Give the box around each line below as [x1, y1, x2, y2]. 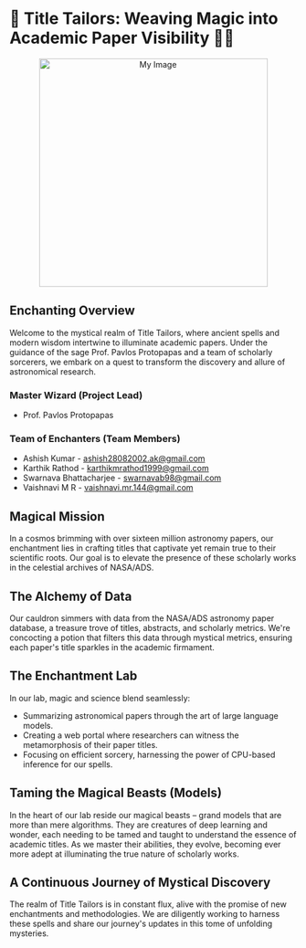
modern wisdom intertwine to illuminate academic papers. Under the [9, 337, 268, 348]
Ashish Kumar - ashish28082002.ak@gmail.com [22, 453, 206, 464]
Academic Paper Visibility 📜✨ [9, 27, 235, 48]
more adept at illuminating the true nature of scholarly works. [9, 848, 239, 859]
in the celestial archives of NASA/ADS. [9, 562, 154, 574]
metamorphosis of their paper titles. [22, 739, 158, 750]
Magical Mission [9, 509, 105, 524]
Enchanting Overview [9, 303, 135, 319]
